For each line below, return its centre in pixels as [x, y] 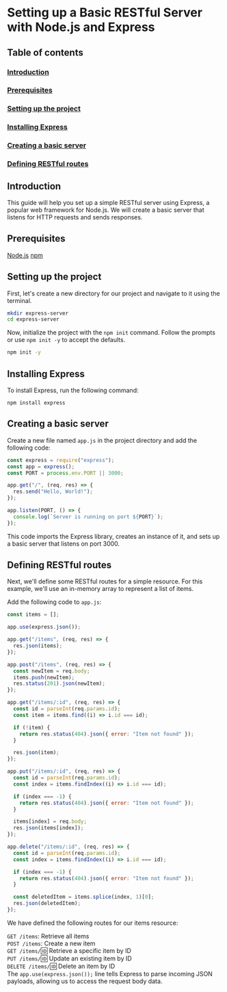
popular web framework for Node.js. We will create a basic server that [106, 210]
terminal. [19, 300]
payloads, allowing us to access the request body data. [85, 981]
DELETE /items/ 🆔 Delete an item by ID [61, 966]
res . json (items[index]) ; [49, 828]
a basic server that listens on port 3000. [64, 544]
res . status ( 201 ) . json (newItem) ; [59, 683]
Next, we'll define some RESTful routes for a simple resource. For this [105, 581]
